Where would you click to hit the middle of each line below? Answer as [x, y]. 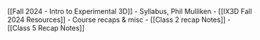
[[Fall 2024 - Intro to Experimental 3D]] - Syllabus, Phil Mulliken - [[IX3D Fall [130, 11]
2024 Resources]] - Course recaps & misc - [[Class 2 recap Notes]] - [119, 20]
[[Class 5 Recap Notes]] [46, 28]
